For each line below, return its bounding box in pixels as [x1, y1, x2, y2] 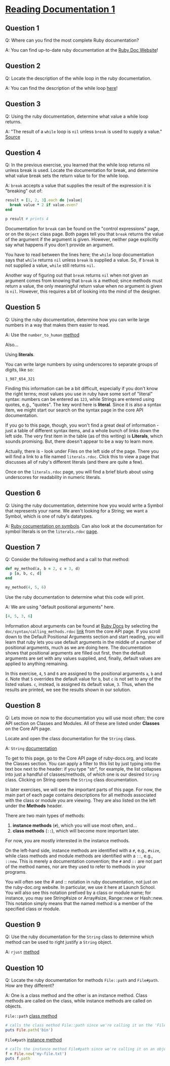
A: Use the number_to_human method [5, 331, 80, 338]
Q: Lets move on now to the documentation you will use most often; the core [5, 714, 164, 721]
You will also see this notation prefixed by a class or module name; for [5, 889, 151, 896]
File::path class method [5, 1013, 57, 1019]
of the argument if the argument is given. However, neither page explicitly [5, 236, 158, 242]
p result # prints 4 [5, 217, 49, 222]
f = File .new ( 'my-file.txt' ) [5, 1051, 67, 1056]
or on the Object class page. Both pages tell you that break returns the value [5, 231, 164, 237]
